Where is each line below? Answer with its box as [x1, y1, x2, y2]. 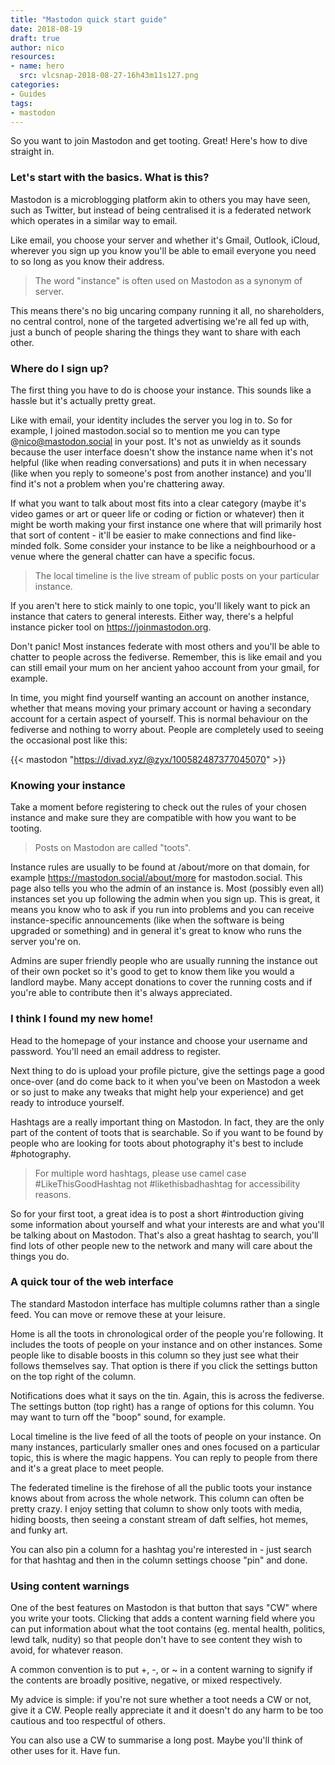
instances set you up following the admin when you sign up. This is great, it [10, 893, 321, 905]
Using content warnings [10, 1579, 130, 1593]
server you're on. [10, 936, 82, 948]
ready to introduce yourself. [10, 1096, 125, 1108]
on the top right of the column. [10, 1370, 137, 1382]
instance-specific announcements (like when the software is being [10, 914, 285, 926]
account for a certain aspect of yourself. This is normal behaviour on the [10, 712, 308, 725]
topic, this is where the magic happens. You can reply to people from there [10, 1451, 318, 1463]
